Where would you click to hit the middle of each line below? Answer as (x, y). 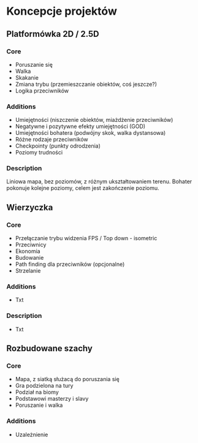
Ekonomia (28, 251)
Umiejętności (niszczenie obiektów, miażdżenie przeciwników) (94, 120)
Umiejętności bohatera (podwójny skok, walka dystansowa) (90, 133)
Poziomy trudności (39, 153)
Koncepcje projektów (62, 11)
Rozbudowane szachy (50, 348)
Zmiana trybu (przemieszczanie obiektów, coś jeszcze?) (86, 84)
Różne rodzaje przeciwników (51, 140)
